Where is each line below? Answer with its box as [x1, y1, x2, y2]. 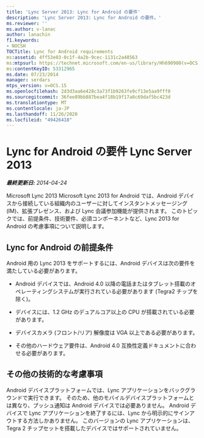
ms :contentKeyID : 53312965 [6, 65, 75, 72]
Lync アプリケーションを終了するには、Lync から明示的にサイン [29, 409, 190, 417]
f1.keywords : [6, 37, 40, 43]
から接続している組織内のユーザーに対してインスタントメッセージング [11, 199, 188, 207]
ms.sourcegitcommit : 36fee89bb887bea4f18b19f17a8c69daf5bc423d [6, 94, 171, 100]
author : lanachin [6, 32, 51, 38]
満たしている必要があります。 [6, 267, 81, 275]
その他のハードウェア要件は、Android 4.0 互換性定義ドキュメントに [15, 342, 186, 349]
